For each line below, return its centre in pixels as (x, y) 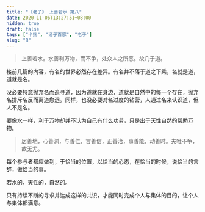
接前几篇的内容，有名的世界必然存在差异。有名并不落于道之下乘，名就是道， (103, 71)
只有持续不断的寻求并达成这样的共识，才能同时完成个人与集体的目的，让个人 (103, 195)
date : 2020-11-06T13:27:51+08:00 (49, 18)
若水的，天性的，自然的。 (38, 182)
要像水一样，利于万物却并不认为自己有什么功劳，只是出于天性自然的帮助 (97, 120)
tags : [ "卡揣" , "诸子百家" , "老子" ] (49, 35)
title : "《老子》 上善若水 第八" (44, 12)
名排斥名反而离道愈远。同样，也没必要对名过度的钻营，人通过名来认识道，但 (103, 100)
